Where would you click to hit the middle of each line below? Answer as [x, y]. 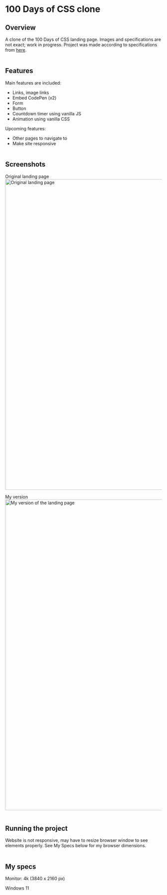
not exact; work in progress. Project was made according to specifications [81, 45]
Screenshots [25, 164]
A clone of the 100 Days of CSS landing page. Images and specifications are [83, 39]
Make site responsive [34, 143]
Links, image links [31, 92]
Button [19, 108]
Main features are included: [33, 83]
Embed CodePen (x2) [34, 97]
